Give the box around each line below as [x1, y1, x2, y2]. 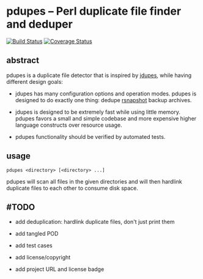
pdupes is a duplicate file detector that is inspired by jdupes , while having [6, 72, 191, 79]
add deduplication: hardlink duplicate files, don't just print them [15, 218, 175, 226]
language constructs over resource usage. [15, 121, 122, 128]
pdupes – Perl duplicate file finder [6, 4, 182, 18]
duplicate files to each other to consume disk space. [6, 184, 139, 192]
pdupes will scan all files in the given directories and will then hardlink [6, 177, 182, 185]
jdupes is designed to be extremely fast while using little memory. [15, 108, 181, 116]
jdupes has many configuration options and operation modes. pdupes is [15, 90, 197, 97]
